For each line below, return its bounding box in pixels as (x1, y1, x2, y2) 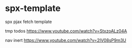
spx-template (5, 3, 61, 14)
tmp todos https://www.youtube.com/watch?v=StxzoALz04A (5, 28, 128, 34)
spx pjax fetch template (5, 19, 52, 24)
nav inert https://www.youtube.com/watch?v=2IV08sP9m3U (5, 37, 127, 43)
